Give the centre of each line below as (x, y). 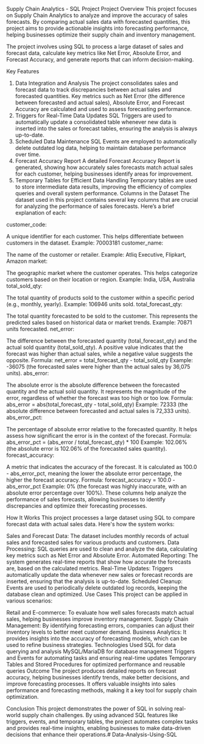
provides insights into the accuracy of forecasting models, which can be (97, 638)
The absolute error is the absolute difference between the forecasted (93, 385)
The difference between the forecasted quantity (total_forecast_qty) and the (102, 341)
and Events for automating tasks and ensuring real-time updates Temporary (101, 658)
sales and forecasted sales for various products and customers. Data (93, 542)
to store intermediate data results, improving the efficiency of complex (103, 187)
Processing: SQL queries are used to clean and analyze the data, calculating (102, 549)
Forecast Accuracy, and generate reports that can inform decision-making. (100, 59)
